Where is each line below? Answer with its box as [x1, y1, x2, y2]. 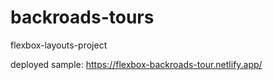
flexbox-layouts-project [10, 39, 108, 51]
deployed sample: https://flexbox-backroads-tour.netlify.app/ [10, 58, 263, 70]
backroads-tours [10, 6, 155, 29]
